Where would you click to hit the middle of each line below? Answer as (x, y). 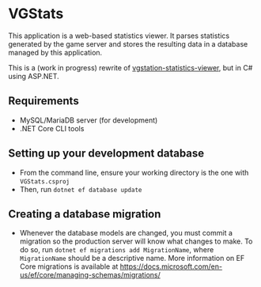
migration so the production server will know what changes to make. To (136, 241)
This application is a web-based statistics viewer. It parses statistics (119, 36)
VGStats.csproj (45, 181)
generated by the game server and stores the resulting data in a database (128, 43)
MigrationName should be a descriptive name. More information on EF (132, 259)
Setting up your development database (106, 154)
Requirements (43, 101)
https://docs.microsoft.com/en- (171, 266)
